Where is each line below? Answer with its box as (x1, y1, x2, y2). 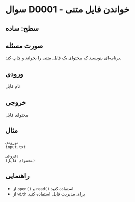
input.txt (5, 144, 26, 149)
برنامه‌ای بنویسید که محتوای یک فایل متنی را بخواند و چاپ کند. (5, 55, 121, 61)
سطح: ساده (5, 24, 39, 33)
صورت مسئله (5, 41, 43, 50)
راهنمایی (5, 172, 30, 181)
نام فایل (5, 83, 20, 89)
